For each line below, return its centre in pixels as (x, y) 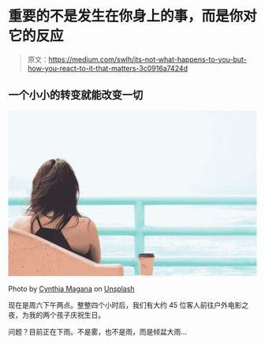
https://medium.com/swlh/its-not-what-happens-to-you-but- (147, 59)
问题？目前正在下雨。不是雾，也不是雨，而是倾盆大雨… (98, 332)
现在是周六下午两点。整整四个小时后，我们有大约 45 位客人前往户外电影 (125, 305)
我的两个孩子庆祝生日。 (67, 315)
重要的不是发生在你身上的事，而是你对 (133, 16)
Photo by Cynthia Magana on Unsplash (72, 289)
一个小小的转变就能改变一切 (76, 95)
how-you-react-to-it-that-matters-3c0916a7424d (107, 68)
